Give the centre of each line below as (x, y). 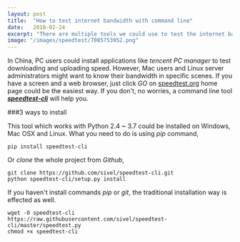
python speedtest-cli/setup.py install (67, 179)
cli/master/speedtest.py (44, 226)
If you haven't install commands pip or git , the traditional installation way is (117, 192)
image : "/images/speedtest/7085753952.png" (73, 41)
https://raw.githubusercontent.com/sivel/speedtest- (87, 219)
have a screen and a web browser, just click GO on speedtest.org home (112, 83)
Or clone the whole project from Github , (66, 160)
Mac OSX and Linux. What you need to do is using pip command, (103, 134)
